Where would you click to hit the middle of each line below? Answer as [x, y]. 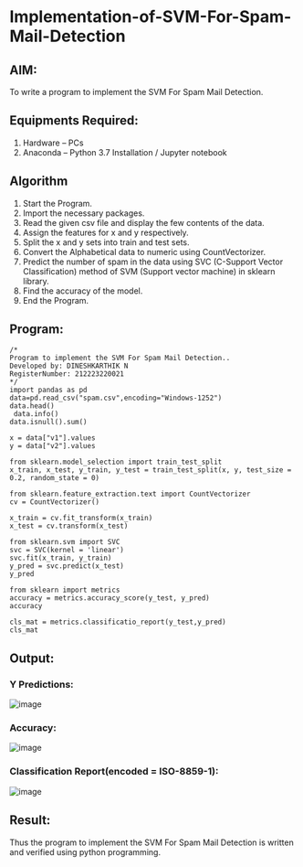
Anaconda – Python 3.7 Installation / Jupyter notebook [125, 152]
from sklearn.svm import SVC [65, 542]
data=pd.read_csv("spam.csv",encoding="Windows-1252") [116, 398]
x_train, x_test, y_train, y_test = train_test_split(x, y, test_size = [151, 470]
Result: [30, 820]
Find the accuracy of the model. [83, 291]
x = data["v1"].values [52, 438]
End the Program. [56, 300]
